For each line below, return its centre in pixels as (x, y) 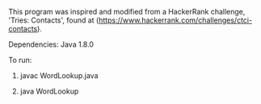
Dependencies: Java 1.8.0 (51, 44)
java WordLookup (49, 91)
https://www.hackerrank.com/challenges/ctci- (175, 20)
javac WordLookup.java (59, 75)
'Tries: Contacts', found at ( (54, 20)
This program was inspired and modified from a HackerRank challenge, (127, 12)
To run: (20, 60)
